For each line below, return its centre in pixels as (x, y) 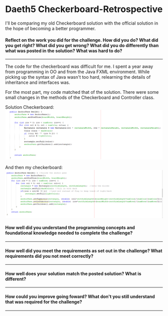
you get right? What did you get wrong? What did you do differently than (82, 45)
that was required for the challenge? (44, 301)
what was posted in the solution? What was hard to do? (64, 51)
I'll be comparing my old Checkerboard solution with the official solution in (82, 23)
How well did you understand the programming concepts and (70, 228)
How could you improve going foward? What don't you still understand (80, 296)
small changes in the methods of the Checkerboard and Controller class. (80, 98)
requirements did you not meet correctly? (49, 256)
